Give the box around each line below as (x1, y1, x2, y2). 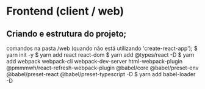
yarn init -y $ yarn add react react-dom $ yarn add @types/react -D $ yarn (6, 51, 195, 59)
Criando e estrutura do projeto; (6, 29, 127, 39)
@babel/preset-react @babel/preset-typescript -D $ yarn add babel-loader (6, 71, 196, 77)
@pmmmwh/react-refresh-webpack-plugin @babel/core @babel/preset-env (6, 64, 199, 71)
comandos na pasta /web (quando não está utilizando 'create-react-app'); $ (6, 44, 198, 52)
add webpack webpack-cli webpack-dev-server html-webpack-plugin (6, 58, 183, 65)
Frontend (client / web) (6, 4, 124, 18)
